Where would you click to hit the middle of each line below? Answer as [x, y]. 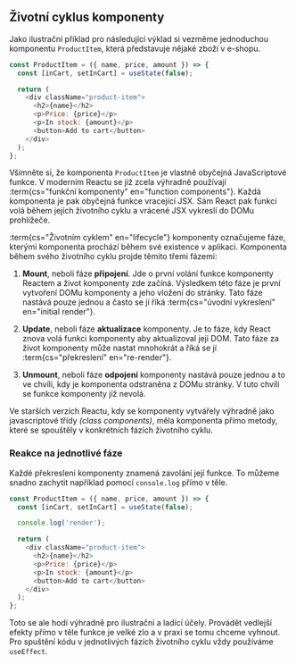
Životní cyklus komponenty [87, 17]
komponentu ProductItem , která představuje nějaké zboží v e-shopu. [135, 48]
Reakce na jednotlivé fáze [66, 453]
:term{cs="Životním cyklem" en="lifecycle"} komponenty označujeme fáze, [148, 238]
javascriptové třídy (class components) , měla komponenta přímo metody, [144, 421]
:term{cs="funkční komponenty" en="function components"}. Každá [135, 192]
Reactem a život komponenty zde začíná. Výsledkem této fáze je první [151, 283]
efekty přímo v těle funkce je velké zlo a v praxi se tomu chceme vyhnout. [145, 633]
